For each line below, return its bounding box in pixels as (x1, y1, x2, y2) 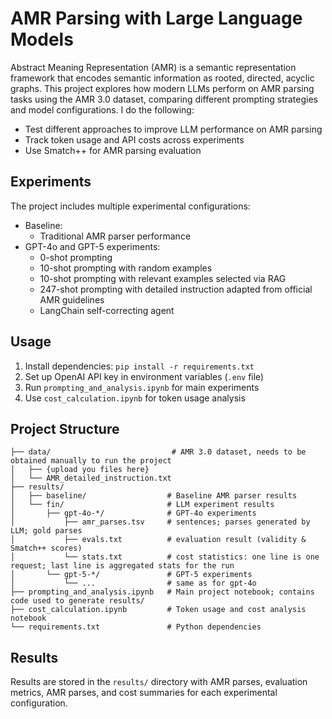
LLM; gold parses (10, 526, 83, 536)
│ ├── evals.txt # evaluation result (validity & (10, 535, 307, 545)
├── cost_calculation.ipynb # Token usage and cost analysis (10, 605, 307, 615)
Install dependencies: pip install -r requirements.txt (24, 360, 255, 372)
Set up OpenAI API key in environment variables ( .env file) (24, 370, 265, 382)
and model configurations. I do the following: (10, 103, 195, 116)
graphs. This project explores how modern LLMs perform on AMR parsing (10, 82, 315, 94)
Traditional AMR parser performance (39, 230, 192, 242)
